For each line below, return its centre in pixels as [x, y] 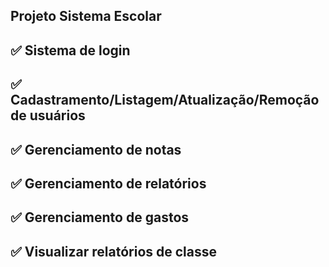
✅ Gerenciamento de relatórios [108, 183]
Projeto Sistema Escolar [86, 16]
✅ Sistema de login [70, 50]
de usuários [48, 115]
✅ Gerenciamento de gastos [100, 217]
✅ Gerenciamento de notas [96, 149]
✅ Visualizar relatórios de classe [113, 251]
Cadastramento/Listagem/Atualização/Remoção [165, 100]
